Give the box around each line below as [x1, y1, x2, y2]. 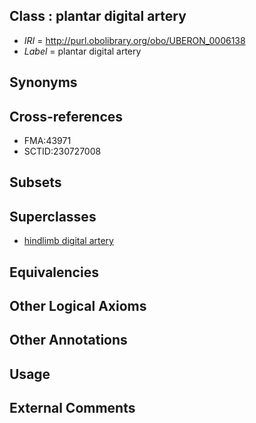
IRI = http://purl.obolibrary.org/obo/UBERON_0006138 [23, 34, 246, 46]
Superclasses [9, 208, 97, 225]
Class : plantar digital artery [9, 8, 187, 25]
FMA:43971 [23, 135, 72, 147]
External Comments [9, 400, 136, 417]
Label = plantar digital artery [23, 45, 142, 57]
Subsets [9, 174, 62, 191]
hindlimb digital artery [23, 235, 114, 247]
